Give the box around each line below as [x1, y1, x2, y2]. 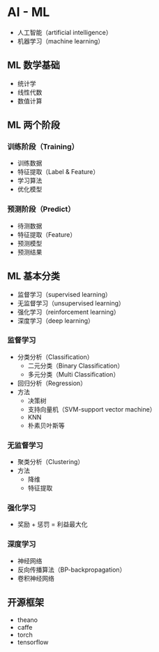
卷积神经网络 [17, 574, 54, 582]
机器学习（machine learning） [17, 36, 105, 45]
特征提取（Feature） [17, 230, 77, 238]
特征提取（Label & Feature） [17, 168, 100, 176]
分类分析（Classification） [17, 352, 93, 361]
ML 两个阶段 [7, 119, 61, 131]
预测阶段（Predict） [7, 204, 75, 214]
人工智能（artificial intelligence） [17, 28, 112, 36]
